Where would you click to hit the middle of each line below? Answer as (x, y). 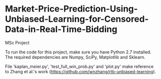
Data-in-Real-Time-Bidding (61, 29)
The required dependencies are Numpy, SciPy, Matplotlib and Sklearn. (75, 57)
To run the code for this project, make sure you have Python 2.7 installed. (78, 52)
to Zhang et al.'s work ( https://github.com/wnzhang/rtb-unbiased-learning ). (80, 71)
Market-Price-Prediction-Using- (72, 9)
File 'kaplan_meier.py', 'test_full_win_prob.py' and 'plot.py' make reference (79, 66)
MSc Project (17, 42)
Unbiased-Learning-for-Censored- (77, 19)
